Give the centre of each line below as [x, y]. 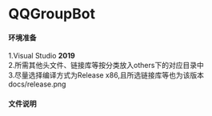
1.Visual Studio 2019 [42, 56]
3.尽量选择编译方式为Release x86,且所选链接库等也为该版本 [106, 75]
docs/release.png [37, 84]
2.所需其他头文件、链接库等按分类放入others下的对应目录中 [106, 66]
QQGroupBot [52, 14]
